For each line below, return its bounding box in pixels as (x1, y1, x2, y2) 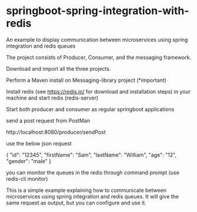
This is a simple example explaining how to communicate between (6, 187, 166, 194)
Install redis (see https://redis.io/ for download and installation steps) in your (6, 88, 191, 95)
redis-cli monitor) (6, 175, 48, 182)
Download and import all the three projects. (6, 65, 111, 72)
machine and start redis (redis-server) (6, 94, 99, 101)
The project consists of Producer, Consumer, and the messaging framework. (6, 54, 192, 61)
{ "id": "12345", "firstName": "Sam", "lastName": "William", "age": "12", (6, 151, 177, 158)
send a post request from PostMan (6, 117, 90, 124)
